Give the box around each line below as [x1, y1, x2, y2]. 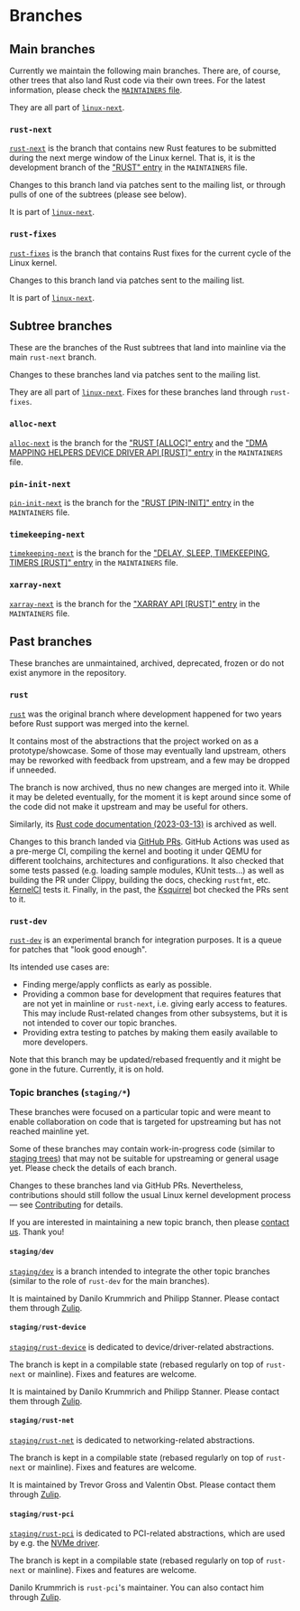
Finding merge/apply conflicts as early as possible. [22, 979, 212, 989]
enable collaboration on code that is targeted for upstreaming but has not [9, 1117, 282, 1128]
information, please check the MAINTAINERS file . [9, 85, 183, 95]
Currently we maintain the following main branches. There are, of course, [9, 65, 281, 76]
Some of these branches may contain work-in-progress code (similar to [9, 1144, 276, 1155]
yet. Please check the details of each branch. [9, 1163, 177, 1174]
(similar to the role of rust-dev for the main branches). [9, 1275, 210, 1286]
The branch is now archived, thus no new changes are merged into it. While [9, 782, 290, 792]
